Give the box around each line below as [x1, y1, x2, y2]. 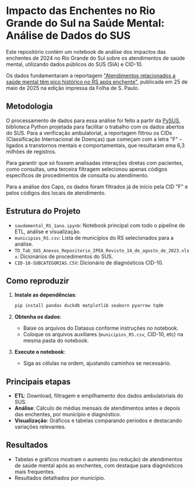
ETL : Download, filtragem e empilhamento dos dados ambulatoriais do [14, 392, 183, 399]
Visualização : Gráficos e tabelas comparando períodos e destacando [14, 417, 182, 424]
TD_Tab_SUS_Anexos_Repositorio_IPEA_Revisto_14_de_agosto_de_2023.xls [14, 247, 190, 254]
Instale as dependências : [14, 291, 77, 299]
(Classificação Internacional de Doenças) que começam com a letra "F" [6, 136, 179, 143]
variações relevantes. [14, 423, 66, 430]
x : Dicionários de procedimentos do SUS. [14, 253, 114, 260]
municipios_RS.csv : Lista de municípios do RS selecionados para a [14, 234, 174, 241]
